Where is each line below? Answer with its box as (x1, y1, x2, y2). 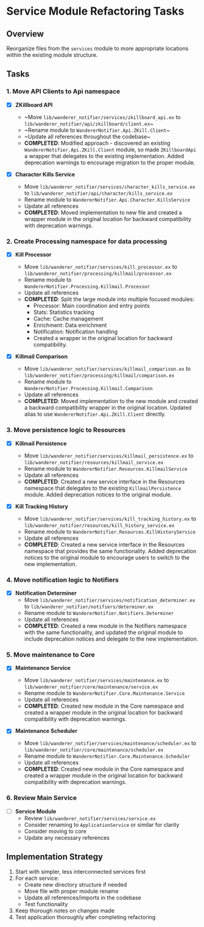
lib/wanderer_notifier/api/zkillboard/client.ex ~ (24, 120, 154, 127)
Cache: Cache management (33, 315, 104, 322)
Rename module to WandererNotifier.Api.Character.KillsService (24, 195, 191, 203)
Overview (6, 29, 44, 39)
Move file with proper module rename (24, 887, 119, 895)
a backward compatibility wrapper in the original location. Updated (24, 404, 192, 412)
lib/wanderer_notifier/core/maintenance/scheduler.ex (24, 747, 164, 754)
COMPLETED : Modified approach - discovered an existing (24, 139, 171, 147)
